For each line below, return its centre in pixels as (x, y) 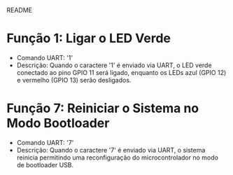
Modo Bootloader (58, 124)
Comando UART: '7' (45, 142)
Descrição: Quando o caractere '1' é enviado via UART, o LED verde (114, 65)
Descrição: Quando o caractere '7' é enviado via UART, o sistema (111, 150)
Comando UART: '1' (45, 57)
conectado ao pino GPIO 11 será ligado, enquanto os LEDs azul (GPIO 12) (121, 72)
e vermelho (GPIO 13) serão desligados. (74, 80)
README (20, 10)
